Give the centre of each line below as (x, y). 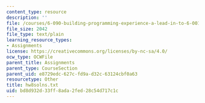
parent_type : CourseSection (42, 68)
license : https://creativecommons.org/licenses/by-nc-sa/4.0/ (87, 51)
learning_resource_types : (39, 40)
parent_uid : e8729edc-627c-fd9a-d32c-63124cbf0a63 (72, 74)
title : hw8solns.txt (33, 85)
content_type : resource (37, 12)
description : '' (27, 18)
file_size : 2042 (27, 29)
